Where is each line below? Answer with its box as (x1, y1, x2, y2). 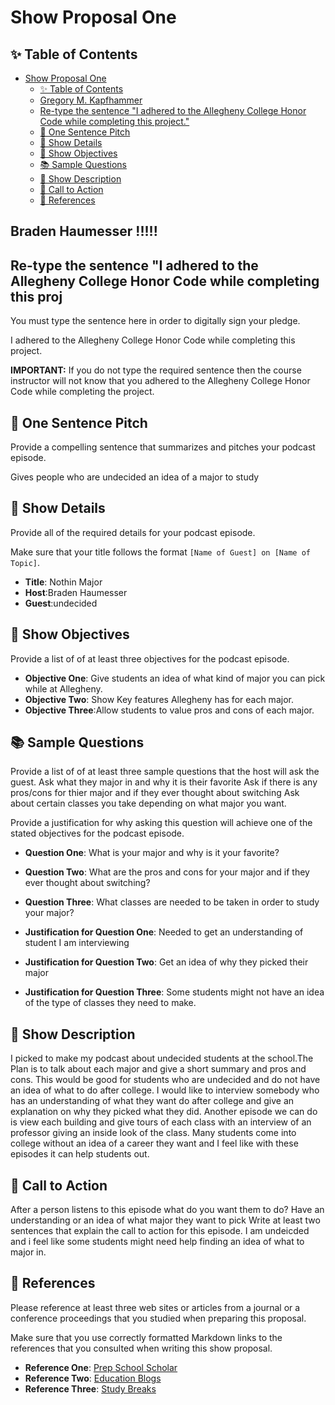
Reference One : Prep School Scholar (24, 1361, 178, 1373)
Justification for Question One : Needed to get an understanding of (24, 926, 304, 938)
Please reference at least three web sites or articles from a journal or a (10, 1301, 301, 1313)
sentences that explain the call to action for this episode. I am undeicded (10, 1225, 310, 1237)
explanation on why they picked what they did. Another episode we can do (10, 1106, 318, 1118)
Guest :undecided (24, 597, 98, 609)
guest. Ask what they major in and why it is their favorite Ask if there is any (10, 776, 318, 788)
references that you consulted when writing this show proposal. (10, 1342, 273, 1354)
